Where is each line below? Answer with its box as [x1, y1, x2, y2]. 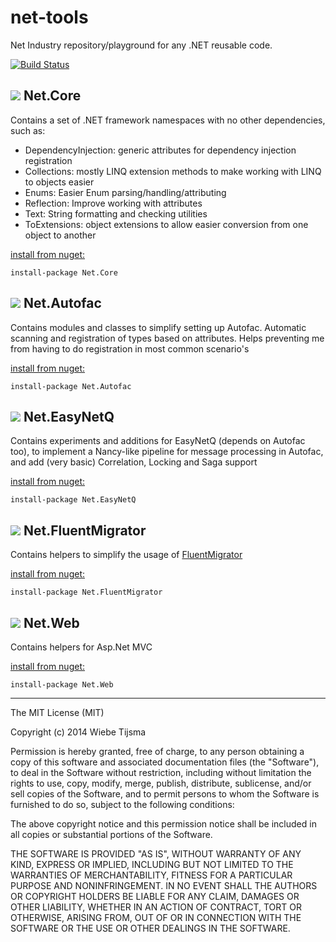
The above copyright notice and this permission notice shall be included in [10, 818, 317, 830]
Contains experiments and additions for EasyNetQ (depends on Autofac [10, 435, 306, 447]
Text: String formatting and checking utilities [24, 207, 208, 220]
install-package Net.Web [10, 680, 114, 690]
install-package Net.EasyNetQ [10, 495, 137, 505]
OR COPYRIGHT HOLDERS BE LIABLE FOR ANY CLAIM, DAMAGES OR [10, 891, 300, 902]
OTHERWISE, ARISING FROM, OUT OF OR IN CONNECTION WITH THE [10, 912, 302, 923]
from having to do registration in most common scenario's [10, 342, 250, 355]
